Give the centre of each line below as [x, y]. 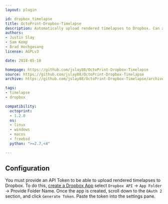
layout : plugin [21, 10]
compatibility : [21, 106]
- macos [18, 134]
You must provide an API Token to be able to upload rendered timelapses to [83, 180]
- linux [18, 125]
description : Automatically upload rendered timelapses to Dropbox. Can [82, 28]
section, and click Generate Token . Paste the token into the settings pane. [80, 196]
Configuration [27, 168]
